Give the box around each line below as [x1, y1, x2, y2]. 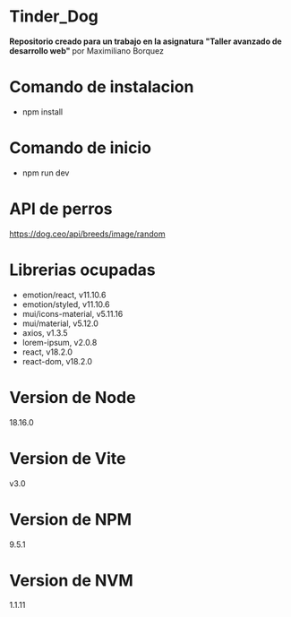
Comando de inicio [9, 138, 152, 159]
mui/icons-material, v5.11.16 [21, 308, 124, 319]
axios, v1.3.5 [21, 327, 69, 338]
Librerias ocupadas [9, 260, 156, 279]
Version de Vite [9, 448, 126, 468]
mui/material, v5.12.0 [21, 318, 98, 329]
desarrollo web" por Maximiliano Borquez [9, 45, 164, 56]
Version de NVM [9, 570, 134, 590]
